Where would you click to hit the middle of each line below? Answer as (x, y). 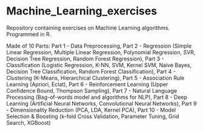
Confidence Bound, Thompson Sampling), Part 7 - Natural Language (92, 90)
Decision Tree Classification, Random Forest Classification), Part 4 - (91, 71)
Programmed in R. (29, 34)
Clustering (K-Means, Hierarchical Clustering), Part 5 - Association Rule (95, 78)
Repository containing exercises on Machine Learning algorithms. (88, 28)
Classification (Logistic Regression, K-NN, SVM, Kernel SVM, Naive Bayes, (99, 65)
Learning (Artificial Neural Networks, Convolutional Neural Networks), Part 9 (101, 103)
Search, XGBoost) (28, 122)
